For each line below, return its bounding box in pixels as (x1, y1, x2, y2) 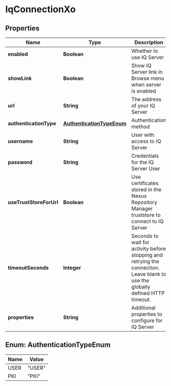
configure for (131, 317, 163, 324)
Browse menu (131, 75, 164, 82)
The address (131, 96, 162, 103)
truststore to (131, 212, 161, 218)
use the (131, 277, 149, 284)
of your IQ (131, 102, 155, 109)
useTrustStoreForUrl (8, 199, 59, 205)
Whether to (131, 47, 158, 54)
